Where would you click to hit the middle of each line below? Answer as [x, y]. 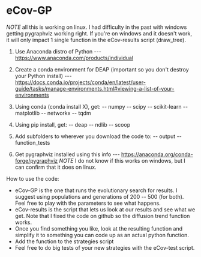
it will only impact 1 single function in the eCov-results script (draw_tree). [96, 40]
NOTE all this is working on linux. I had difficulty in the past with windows [97, 27]
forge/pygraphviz [36, 160]
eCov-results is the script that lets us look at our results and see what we [105, 209]
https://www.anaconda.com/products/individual [74, 58]
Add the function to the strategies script [64, 241]
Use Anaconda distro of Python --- [58, 51]
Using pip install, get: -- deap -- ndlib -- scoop [73, 124]
